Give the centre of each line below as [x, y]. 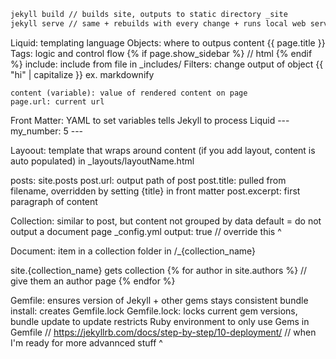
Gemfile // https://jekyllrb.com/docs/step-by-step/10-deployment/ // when [163, 332]
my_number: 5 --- [47, 131]
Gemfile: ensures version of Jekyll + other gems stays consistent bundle [159, 300]
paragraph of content [54, 201]
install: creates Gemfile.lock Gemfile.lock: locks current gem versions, [154, 311]
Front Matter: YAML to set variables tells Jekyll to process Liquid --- [150, 120]
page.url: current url [57, 101]
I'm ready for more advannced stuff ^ [86, 342]
